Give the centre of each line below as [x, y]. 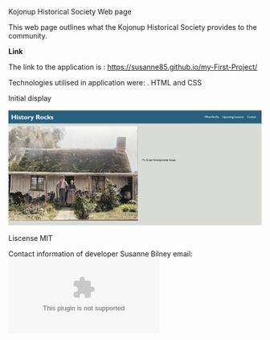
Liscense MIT [31, 238]
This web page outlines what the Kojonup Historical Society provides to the [133, 27]
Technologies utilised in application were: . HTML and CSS [105, 83]
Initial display [30, 98]
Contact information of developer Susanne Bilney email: [100, 254]
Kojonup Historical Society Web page [70, 12]
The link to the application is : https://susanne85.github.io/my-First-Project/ [133, 67]
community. [28, 36]
